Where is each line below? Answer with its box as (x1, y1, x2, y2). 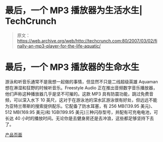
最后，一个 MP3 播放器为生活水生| (5, 5, 143, 16)
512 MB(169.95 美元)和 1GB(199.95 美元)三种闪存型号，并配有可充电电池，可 (5, 109, 159, 115)
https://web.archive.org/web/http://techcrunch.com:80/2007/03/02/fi (17, 38, 158, 43)
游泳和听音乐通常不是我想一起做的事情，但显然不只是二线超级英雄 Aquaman (5, 79, 158, 84)
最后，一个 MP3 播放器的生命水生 (5, 62, 140, 73)
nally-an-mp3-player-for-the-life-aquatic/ (17, 43, 101, 49)
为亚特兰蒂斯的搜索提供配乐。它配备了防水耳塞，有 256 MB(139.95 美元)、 (5, 103, 155, 109)
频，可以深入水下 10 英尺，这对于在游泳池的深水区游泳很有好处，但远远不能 (5, 97, 158, 103)
